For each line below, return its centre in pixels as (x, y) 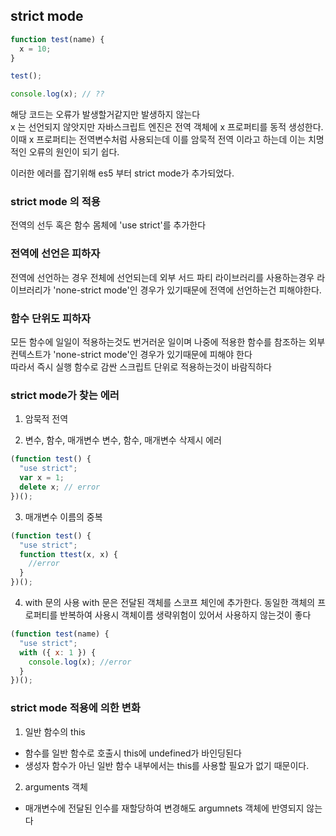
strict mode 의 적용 (55, 202)
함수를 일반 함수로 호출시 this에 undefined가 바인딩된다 (133, 753)
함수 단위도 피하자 (51, 318)
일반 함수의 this (55, 731)
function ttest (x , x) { (68, 554)
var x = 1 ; (42, 478)
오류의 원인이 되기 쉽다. (74, 152)
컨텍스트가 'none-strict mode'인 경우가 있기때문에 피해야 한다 (131, 355)
